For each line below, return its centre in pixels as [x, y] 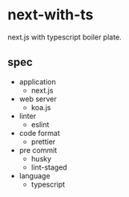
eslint [40, 124]
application [38, 81]
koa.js [41, 107]
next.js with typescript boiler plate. [64, 37]
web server [38, 99]
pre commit [38, 150]
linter [28, 116]
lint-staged [49, 167]
